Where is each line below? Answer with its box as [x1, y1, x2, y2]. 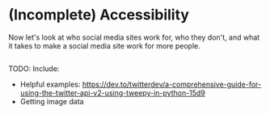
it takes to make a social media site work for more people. [8, 40, 200, 50]
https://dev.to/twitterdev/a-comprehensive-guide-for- [82, 79, 261, 89]
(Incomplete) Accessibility [8, 6, 190, 24]
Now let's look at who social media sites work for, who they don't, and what [8, 32, 260, 42]
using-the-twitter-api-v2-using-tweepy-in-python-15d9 [19, 87, 206, 98]
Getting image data [19, 96, 84, 106]
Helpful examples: [19, 79, 81, 89]
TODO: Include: [8, 63, 60, 74]
